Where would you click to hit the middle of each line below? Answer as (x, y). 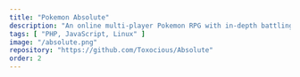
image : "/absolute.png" (54, 42)
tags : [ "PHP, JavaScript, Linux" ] (77, 34)
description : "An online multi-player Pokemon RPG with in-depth (133, 26)
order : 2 (25, 58)
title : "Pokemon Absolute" (59, 17)
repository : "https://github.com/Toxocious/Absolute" (112, 50)
